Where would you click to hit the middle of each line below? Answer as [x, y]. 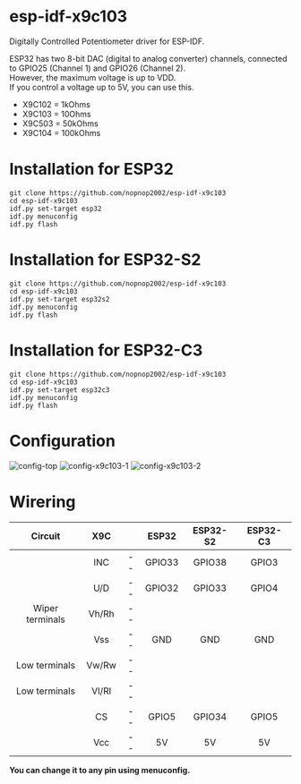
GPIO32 [162, 588]
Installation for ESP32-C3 [106, 350]
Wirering [43, 502]
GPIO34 [210, 716]
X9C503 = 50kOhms [60, 124]
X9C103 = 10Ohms [56, 114]
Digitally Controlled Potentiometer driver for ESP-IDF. [107, 41]
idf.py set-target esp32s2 [60, 299]
